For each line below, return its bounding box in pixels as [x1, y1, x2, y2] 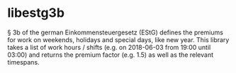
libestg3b [7, 5, 65, 21]
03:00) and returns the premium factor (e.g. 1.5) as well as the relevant [7, 51, 214, 59]
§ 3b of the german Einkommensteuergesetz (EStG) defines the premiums [7, 28, 223, 36]
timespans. [7, 58, 40, 66]
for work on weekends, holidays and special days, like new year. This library [7, 35, 230, 44]
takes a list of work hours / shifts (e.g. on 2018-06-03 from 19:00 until [7, 43, 211, 51]
